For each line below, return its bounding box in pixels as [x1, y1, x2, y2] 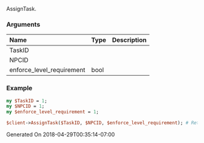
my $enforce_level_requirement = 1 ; [6, 109, 99, 115]
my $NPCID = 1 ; [6, 103, 45, 110]
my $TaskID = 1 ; [6, 98, 47, 104]
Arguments [6, 20, 41, 28]
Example [6, 84, 33, 93]
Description [112, 36, 147, 44]
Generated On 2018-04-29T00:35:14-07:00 [6, 131, 115, 138]
